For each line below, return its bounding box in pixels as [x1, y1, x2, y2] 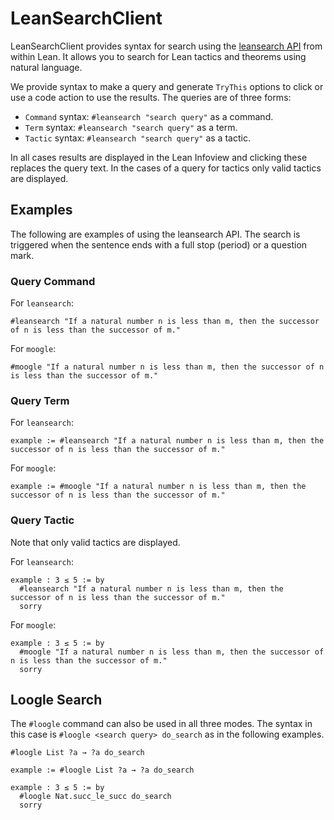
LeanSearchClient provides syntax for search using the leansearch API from [10, 40, 323, 52]
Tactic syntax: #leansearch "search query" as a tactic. [24, 132, 251, 144]
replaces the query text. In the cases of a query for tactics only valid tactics [10, 162, 322, 174]
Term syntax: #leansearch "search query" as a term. [24, 121, 238, 133]
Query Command [10, 274, 96, 288]
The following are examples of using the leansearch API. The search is [10, 228, 301, 240]
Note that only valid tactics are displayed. [10, 536, 181, 548]
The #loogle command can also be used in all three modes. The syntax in [10, 718, 313, 730]
